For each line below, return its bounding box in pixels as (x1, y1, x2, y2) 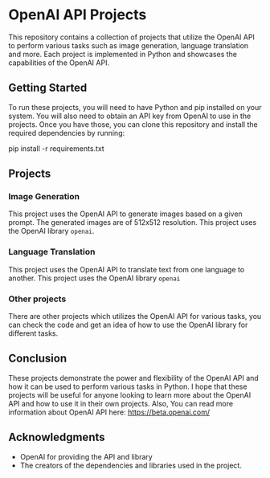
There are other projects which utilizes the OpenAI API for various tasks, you (8, 312, 262, 321)
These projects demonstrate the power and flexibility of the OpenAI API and (8, 373, 259, 382)
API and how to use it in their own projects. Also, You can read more (8, 398, 234, 408)
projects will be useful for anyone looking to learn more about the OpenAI (8, 390, 252, 399)
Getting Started (8, 81, 88, 95)
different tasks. (8, 329, 59, 338)
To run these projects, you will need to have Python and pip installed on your (8, 102, 262, 112)
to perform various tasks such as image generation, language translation (8, 40, 249, 50)
